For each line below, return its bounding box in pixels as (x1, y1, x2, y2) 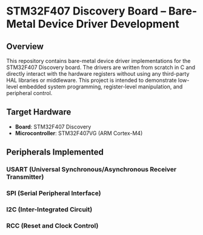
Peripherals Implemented (6, 147, 104, 157)
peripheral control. (6, 90, 53, 96)
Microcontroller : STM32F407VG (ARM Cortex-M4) (15, 129, 143, 137)
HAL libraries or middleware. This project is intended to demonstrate (6, 77, 177, 84)
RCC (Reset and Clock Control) (6, 221, 99, 230)
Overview (6, 41, 44, 51)
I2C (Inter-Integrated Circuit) (6, 205, 93, 213)
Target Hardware (6, 107, 72, 117)
